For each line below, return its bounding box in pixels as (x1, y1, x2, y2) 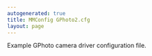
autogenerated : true (7, 10, 66, 17)
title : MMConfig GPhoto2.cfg (7, 16, 90, 23)
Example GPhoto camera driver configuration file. (7, 42, 147, 50)
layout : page (7, 23, 45, 29)
